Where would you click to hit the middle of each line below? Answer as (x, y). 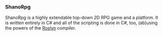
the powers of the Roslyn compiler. (41, 28)
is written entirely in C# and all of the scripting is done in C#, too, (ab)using (81, 23)
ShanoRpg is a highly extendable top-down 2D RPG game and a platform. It (82, 18)
